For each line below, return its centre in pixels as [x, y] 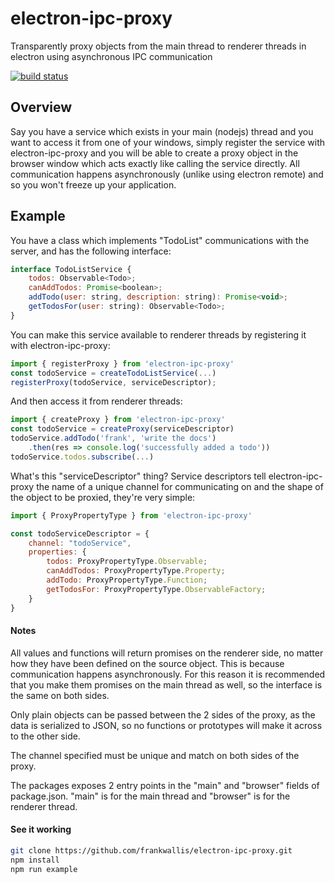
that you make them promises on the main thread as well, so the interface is [166, 684]
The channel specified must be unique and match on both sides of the [155, 755]
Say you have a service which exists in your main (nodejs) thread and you [162, 131]
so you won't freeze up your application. [93, 184]
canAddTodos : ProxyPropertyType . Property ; [136, 571]
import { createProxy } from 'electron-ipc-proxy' [118, 420]
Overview [41, 107]
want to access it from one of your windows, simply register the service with [168, 142]
